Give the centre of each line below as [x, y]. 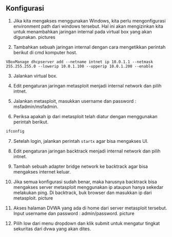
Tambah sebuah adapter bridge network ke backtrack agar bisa [81, 166]
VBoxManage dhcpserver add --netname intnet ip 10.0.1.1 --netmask [80, 62]
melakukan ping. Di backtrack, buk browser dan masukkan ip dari [82, 192]
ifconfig [15, 131]
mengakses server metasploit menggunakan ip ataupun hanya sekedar [88, 187]
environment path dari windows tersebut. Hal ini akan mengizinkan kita [88, 26]
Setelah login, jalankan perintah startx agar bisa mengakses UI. [81, 141]
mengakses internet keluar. [42, 171]
